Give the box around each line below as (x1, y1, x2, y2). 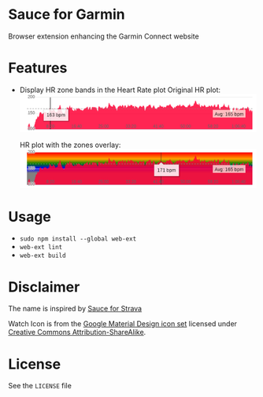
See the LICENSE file (8, 381, 72, 391)
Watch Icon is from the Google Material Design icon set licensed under (8, 319, 238, 329)
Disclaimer (8, 278, 80, 296)
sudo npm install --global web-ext (19, 235, 137, 243)
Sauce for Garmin (8, 6, 126, 24)
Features (8, 59, 68, 77)
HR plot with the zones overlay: (19, 140, 121, 150)
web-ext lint (19, 244, 63, 252)
